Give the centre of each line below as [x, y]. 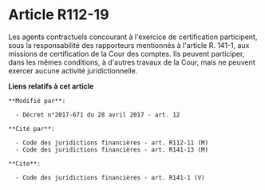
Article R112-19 [59, 15]
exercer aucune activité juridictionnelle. [73, 70]
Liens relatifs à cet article [51, 86]
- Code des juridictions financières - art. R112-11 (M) [112, 142]
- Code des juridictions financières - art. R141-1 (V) [110, 177]
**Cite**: [25, 164]
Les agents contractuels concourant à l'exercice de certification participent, [133, 37]
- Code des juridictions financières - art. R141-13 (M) [112, 149]
